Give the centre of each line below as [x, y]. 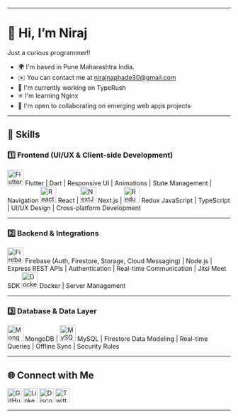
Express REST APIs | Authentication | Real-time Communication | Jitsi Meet [117, 268]
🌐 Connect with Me [51, 375]
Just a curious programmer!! [49, 52]
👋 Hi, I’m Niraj [47, 33]
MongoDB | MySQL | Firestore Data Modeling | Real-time [116, 339]
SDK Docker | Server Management [67, 285]
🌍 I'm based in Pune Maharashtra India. [76, 66]
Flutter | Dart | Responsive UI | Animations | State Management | [118, 183]
